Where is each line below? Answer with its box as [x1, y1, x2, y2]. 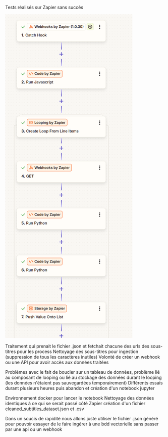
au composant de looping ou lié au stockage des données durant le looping [5, 374, 162, 380]
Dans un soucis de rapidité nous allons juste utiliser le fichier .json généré [5, 416, 158, 421]
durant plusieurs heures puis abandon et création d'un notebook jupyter [5, 385, 155, 391]
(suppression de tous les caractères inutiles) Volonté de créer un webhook [5, 354, 160, 360]
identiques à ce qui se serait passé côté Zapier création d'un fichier [5, 401, 145, 406]
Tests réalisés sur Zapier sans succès [5, 5, 84, 10]
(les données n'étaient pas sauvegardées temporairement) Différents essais [5, 380, 163, 386]
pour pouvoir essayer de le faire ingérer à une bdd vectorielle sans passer [5, 421, 159, 427]
